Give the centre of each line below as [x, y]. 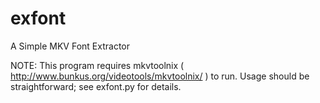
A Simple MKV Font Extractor [70, 46]
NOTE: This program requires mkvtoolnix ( [97, 65]
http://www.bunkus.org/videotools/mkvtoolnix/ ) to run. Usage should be [160, 76]
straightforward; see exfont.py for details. [96, 86]
